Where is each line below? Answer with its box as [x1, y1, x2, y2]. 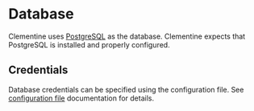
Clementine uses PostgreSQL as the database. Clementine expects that [8, 31, 246, 41]
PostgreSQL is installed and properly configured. [8, 39, 171, 49]
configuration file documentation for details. [8, 93, 155, 103]
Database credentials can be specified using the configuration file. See [8, 84, 244, 94]
